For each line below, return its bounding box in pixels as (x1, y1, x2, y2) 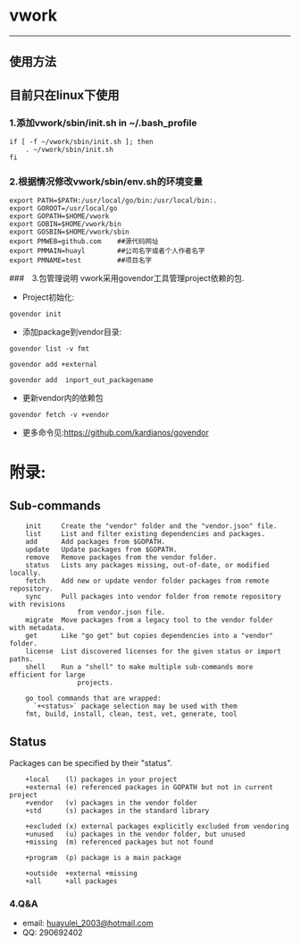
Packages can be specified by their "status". (9, 758, 172, 769)
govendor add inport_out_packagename (9, 376, 154, 385)
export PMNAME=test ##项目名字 (9, 256, 153, 265)
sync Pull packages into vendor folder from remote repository (25, 592, 281, 601)
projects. (77, 678, 114, 687)
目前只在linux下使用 (9, 87, 120, 103)
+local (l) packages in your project (25, 775, 178, 784)
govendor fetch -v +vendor (9, 411, 110, 420)
